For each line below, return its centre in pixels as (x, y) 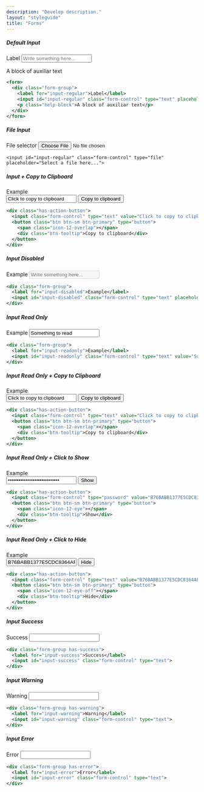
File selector (22, 146)
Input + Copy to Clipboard (39, 177)
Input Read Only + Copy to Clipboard (54, 376)
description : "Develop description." (54, 12)
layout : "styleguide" (34, 18)
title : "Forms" (25, 23)
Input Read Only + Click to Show (48, 458)
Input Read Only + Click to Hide (46, 540)
